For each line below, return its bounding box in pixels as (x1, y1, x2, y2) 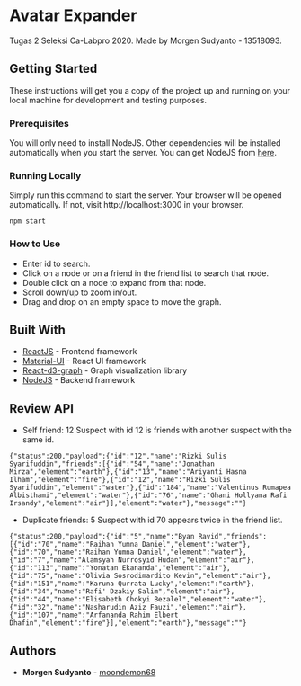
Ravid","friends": (198, 532, 268, 541)
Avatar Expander (9, 5, 137, 26)
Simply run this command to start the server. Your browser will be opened (9, 190, 282, 200)
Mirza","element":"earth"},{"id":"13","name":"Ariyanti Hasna (9, 468, 247, 477)
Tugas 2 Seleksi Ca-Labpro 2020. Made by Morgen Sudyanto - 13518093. (9, 35, 282, 46)
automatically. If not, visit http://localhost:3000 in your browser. (9, 200, 244, 210)
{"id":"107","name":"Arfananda (9, 610, 127, 620)
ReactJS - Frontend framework (22, 346, 137, 357)
